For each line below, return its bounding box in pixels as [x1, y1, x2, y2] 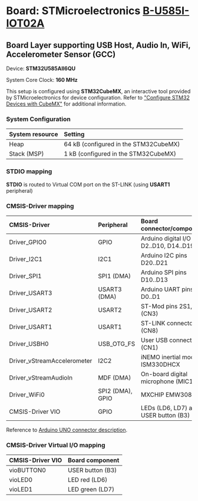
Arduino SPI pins [140, 268, 187, 276]
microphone [140, 377, 174, 385]
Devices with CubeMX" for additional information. [6, 100, 127, 107]
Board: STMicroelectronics [6, 4, 141, 18]
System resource [9, 130, 58, 139]
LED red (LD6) [67, 476, 108, 484]
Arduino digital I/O [140, 234, 192, 242]
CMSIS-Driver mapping [6, 202, 74, 210]
